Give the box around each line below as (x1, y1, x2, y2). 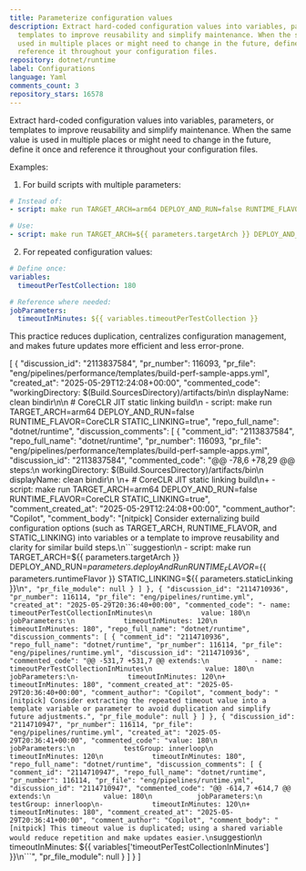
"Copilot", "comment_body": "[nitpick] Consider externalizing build (9, 513, 260, 524)
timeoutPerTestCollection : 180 (17, 281, 137, 290)
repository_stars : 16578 (9, 89, 104, 98)
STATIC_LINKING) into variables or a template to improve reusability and (9, 532, 280, 543)
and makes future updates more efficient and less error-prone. (9, 341, 244, 352)
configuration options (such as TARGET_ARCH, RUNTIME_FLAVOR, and (9, 523, 278, 534)
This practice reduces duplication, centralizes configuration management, (9, 331, 287, 342)
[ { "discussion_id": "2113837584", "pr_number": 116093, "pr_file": (9, 358, 257, 369)
